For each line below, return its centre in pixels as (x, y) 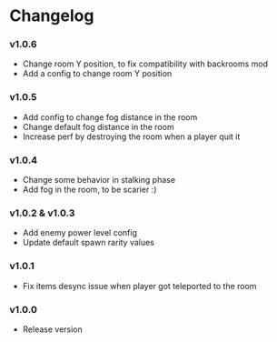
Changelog (52, 16)
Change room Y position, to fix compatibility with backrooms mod (145, 64)
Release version (53, 329)
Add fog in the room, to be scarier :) (89, 190)
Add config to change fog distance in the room (110, 117)
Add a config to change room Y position (97, 74)
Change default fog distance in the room (98, 126)
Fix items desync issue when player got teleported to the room (139, 286)
